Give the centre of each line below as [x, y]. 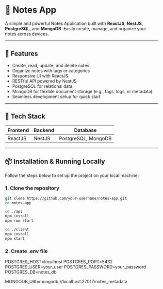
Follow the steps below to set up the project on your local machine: [72, 175]
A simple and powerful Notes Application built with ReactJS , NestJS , [74, 23]
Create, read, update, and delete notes [51, 65]
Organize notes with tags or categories [51, 71]
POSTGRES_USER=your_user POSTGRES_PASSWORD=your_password [76, 267]
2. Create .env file [26, 251]
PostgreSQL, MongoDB [85, 138]
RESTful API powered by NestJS [44, 81]
